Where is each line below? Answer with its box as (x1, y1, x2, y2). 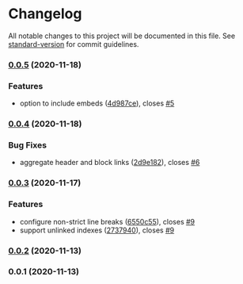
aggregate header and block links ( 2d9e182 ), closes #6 (19, 158, 200, 167)
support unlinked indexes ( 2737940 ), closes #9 (19, 225, 175, 235)
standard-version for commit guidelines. (8, 39, 139, 48)
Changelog (8, 5, 82, 23)
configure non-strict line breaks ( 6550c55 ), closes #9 (19, 217, 196, 226)
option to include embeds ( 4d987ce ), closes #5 (19, 98, 175, 108)
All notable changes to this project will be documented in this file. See (8, 31, 236, 40)
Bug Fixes (8, 140, 47, 151)
